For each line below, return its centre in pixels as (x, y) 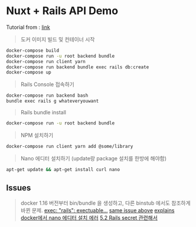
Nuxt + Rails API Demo (62, 11)
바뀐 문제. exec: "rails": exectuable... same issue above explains (97, 210)
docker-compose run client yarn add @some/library (70, 146)
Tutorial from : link (28, 27)
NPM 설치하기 (37, 135)
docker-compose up (29, 73)
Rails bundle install (43, 113)
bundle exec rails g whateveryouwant (53, 101)
